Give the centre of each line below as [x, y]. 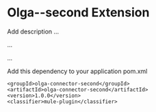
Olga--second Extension [78, 13]
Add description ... [33, 31]
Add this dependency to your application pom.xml [77, 71]
